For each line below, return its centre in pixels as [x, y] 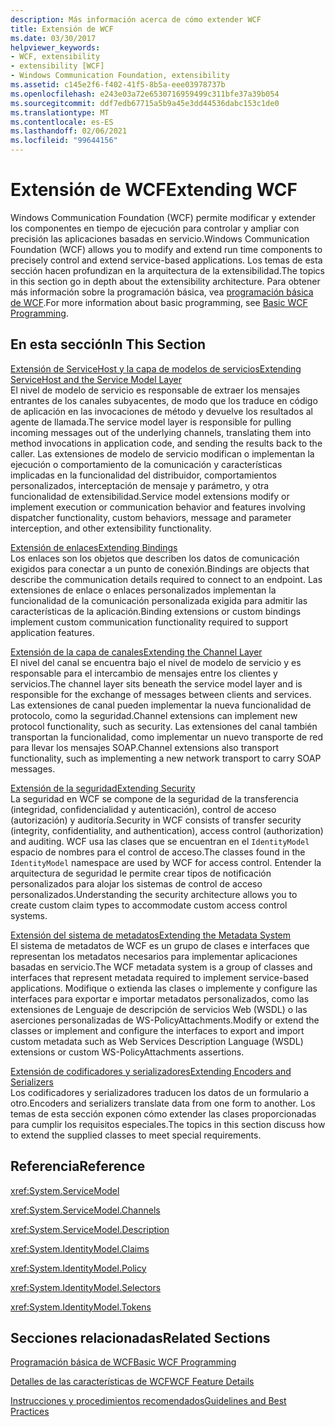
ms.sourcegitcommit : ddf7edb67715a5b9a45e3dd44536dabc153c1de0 [145, 103]
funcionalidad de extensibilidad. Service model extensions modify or [150, 496]
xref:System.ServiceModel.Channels [85, 1210]
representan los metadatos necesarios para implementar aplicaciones [154, 956]
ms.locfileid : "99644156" [64, 141]
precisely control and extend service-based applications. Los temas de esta [166, 260]
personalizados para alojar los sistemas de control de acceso [136, 883]
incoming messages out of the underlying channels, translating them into [161, 432]
